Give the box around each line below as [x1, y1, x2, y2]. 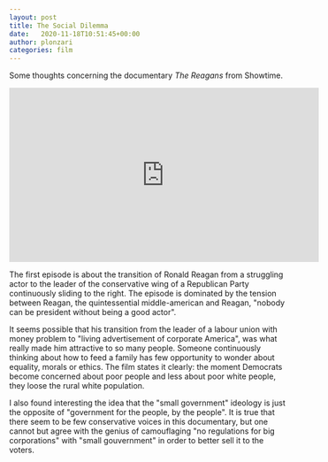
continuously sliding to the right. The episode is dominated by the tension [9, 289, 277, 299]
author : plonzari [9, 37, 73, 47]
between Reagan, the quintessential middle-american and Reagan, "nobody [9, 297, 286, 308]
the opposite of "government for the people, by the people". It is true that [9, 407, 276, 418]
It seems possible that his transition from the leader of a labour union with [9, 324, 278, 335]
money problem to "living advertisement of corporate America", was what [9, 334, 278, 344]
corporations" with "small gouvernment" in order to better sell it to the [9, 435, 264, 446]
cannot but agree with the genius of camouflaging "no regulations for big [9, 426, 276, 436]
